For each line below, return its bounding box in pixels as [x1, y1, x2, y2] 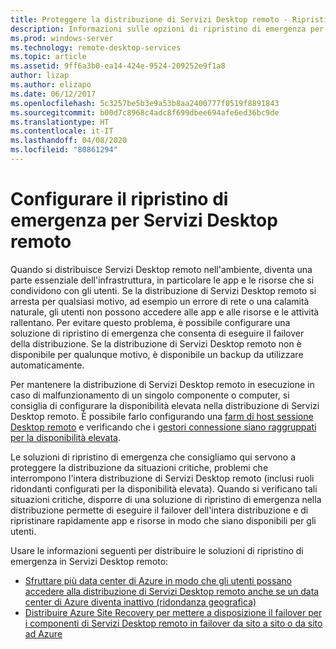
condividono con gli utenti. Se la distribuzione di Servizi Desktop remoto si [10, 284, 317, 296]
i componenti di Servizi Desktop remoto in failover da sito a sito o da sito [24, 617, 323, 629]
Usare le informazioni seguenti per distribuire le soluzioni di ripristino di [10, 544, 304, 556]
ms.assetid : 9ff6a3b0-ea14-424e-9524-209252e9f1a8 [10, 61, 226, 71]
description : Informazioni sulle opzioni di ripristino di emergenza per [10, 24, 325, 34]
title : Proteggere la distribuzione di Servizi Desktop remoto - [10, 14, 288, 25]
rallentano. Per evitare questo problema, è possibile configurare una [10, 316, 291, 328]
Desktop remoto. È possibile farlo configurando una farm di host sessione [10, 410, 314, 422]
